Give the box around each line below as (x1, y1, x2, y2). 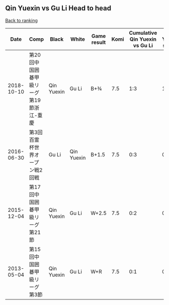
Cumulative (129, 29, 157, 36)
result (91, 39, 106, 46)
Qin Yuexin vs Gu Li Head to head (5, 4, 112, 13)
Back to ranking (5, 17, 38, 23)
